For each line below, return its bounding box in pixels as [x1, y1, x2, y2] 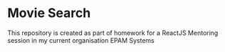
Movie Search [7, 5, 91, 21]
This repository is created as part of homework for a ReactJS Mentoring [7, 28, 219, 37]
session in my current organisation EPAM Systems [7, 36, 155, 44]
